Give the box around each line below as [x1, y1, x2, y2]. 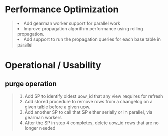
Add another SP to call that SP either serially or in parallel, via [24, 109, 153, 115]
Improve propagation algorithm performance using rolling [23, 25, 143, 31]
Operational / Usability [5, 60, 102, 71]
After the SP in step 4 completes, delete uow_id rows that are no [24, 120, 159, 126]
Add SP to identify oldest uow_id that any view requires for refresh [24, 93, 163, 99]
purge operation [5, 79, 57, 88]
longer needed [24, 125, 56, 131]
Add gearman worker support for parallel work [23, 20, 121, 26]
